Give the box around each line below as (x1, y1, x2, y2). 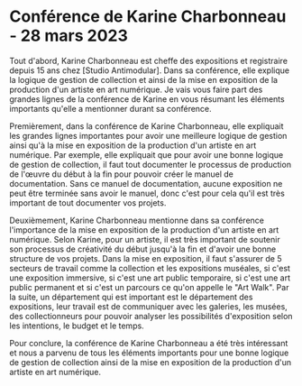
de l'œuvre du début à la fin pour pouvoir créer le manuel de (9, 169, 234, 179)
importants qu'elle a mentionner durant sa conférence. (9, 103, 212, 114)
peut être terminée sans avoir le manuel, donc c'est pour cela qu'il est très (9, 188, 286, 198)
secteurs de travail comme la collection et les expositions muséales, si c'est (9, 262, 291, 273)
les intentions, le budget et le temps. (9, 320, 144, 331)
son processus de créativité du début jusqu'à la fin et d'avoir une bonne (9, 244, 277, 254)
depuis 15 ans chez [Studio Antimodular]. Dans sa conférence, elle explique (9, 65, 290, 76)
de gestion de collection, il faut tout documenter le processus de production (9, 159, 291, 170)
